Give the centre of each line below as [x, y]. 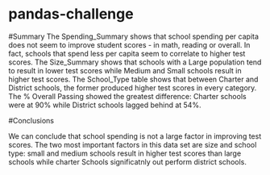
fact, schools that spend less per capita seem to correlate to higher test [127, 53]
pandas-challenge [71, 14]
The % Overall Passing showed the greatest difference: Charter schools [128, 96]
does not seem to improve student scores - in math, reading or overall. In [129, 44]
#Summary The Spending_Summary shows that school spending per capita [134, 36]
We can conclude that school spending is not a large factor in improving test [135, 136]
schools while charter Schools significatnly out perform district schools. [128, 161]
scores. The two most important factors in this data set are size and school [133, 144]
